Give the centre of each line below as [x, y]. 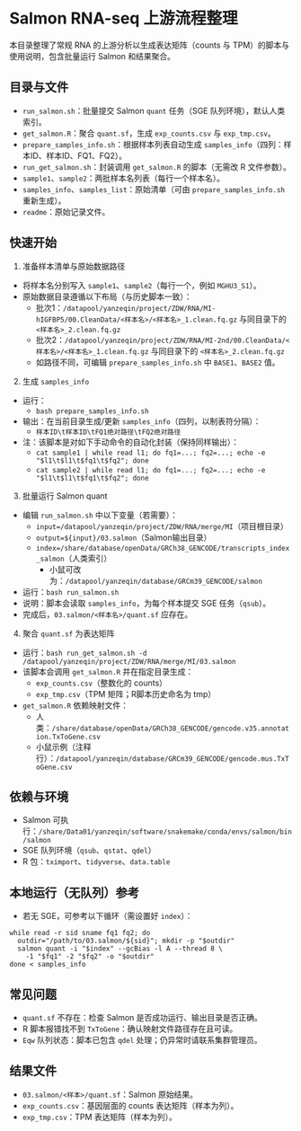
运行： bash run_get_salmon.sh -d [84, 652]
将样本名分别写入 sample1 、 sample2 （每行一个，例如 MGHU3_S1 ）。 [142, 285]
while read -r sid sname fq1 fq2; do [80, 933]
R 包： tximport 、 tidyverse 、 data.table [96, 862]
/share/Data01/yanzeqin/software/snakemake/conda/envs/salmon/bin [165, 832]
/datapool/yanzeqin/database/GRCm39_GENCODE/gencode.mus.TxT [172, 759]
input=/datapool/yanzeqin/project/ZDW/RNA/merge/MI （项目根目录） [162, 526]
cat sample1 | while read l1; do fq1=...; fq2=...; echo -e [150, 453]
